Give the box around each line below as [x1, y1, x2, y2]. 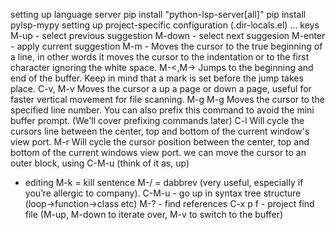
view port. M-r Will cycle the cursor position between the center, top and [10, 136, 310, 148]
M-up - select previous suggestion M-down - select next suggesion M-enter [10, 30, 326, 41]
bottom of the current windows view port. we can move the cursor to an [10, 147, 307, 158]
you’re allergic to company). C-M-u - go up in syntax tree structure [24, 187, 302, 199]
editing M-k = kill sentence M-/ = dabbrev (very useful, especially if [24, 177, 304, 188]
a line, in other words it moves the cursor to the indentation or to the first [10, 51, 310, 63]
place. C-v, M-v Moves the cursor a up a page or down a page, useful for [10, 83, 312, 94]
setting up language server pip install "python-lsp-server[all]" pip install [10, 9, 307, 20]
